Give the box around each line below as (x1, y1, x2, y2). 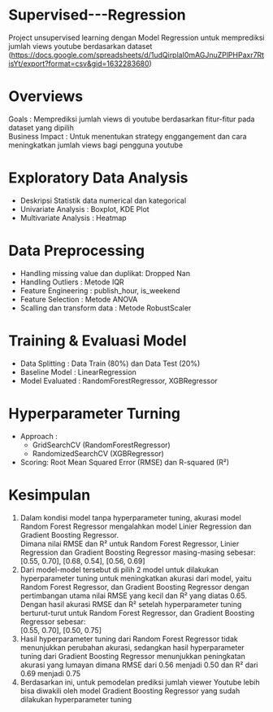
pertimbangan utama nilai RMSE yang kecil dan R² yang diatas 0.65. (19, 591, 248, 600)
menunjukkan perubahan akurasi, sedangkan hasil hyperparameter (19, 642, 245, 653)
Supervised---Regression (8, 6, 186, 24)
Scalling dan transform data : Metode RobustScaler (19, 303, 192, 313)
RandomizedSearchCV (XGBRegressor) (32, 448, 164, 458)
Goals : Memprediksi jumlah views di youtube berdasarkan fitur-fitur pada (8, 114, 255, 124)
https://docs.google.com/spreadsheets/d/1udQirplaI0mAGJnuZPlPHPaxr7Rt (11, 50, 265, 59)
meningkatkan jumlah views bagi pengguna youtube (8, 140, 184, 150)
